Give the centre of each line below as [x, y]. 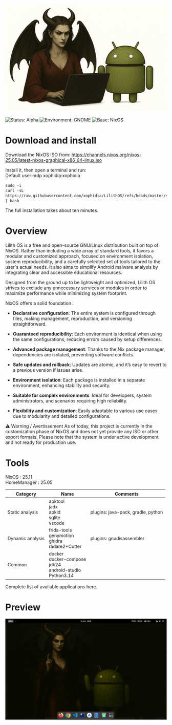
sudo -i [14, 185]
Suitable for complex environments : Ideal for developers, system [82, 395]
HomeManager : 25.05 [29, 482]
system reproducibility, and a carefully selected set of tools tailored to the [83, 261]
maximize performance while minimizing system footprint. [67, 293]
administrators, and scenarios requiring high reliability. [70, 400]
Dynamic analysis [26, 538]
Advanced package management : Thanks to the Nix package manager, [89, 349]
